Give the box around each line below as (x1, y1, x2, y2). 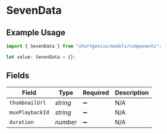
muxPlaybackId (9, 109, 50, 115)
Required (83, 88, 110, 96)
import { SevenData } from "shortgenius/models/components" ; (6, 43, 162, 49)
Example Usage (6, 28, 66, 38)
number (54, 118, 77, 126)
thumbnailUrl (9, 99, 47, 106)
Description (114, 88, 149, 96)
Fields (6, 71, 30, 81)
